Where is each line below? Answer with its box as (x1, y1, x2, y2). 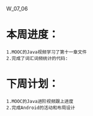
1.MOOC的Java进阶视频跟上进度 (6, 98, 74, 104)
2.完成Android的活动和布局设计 (6, 105, 76, 111)
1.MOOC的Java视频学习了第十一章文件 (6, 49, 87, 55)
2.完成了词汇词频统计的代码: (6, 55, 68, 62)
